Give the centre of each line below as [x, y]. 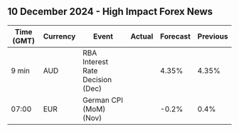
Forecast [175, 36]
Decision [97, 79]
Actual [142, 36]
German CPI [103, 100]
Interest [96, 61]
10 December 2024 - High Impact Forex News [110, 12]
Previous [213, 36]
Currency [59, 36]
